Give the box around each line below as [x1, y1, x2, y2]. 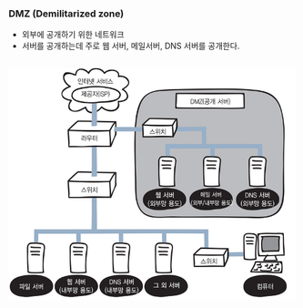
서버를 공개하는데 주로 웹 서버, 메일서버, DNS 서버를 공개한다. [21, 40, 240, 52]
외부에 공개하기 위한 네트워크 [21, 29, 125, 40]
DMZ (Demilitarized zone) [8, 7, 125, 20]
